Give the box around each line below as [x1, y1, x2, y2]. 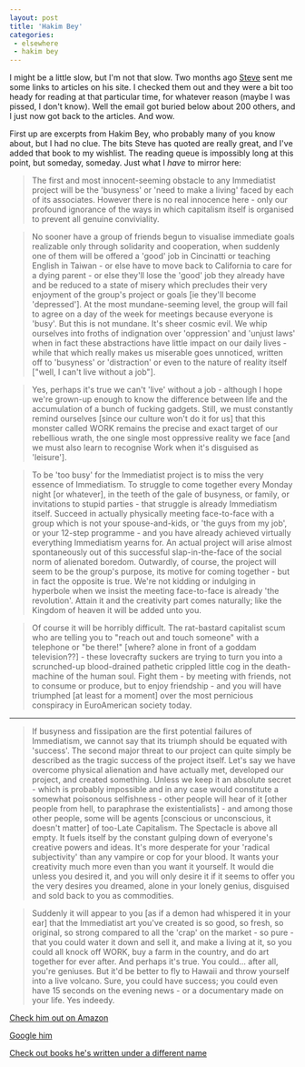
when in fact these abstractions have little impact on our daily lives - [31, 337, 288, 348]
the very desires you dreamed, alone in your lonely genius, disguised [31, 881, 290, 891]
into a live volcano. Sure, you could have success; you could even [31, 975, 279, 987]
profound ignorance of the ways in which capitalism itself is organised [31, 204, 295, 215]
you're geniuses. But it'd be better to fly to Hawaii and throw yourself [31, 966, 290, 977]
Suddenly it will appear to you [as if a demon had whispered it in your [31, 908, 291, 919]
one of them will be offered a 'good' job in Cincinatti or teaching [31, 251, 271, 262]
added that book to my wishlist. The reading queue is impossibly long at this [9, 147, 294, 159]
